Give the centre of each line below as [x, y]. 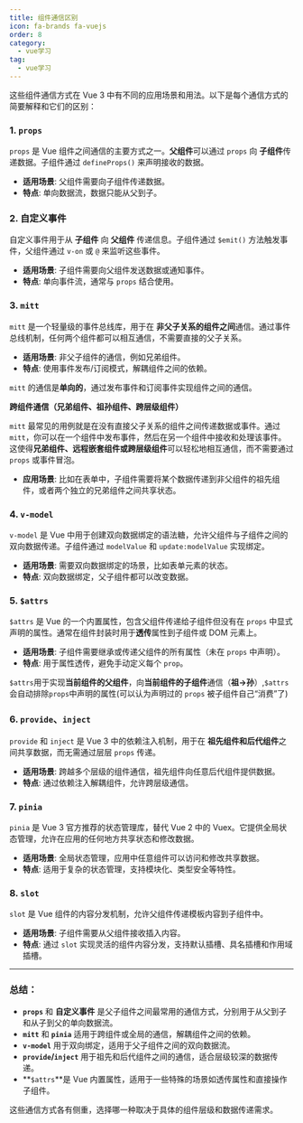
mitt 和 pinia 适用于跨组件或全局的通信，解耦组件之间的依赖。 [139, 1034]
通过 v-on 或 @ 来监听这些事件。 [106, 251]
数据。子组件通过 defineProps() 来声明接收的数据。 [113, 163]
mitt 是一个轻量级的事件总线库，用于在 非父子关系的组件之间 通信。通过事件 [150, 326]
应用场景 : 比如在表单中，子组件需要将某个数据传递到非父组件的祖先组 [151, 479]
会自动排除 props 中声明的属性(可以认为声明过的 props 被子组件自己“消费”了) [149, 694]
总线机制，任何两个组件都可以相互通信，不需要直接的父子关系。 [128, 337]
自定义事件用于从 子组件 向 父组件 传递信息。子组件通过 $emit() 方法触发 [145, 239]
